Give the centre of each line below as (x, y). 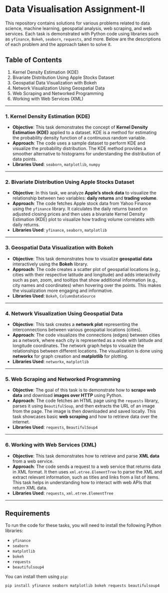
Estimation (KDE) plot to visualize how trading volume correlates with (83, 219)
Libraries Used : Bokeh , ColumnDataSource (54, 295)
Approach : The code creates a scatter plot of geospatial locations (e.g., (86, 269)
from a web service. (33, 461)
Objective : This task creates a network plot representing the (75, 324)
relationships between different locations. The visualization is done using (87, 350)
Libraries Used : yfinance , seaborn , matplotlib (60, 230)
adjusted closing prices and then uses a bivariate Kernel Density (78, 214)
